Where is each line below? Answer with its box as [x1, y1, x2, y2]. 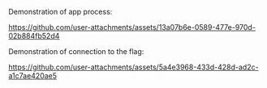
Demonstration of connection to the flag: [8, 47, 144, 56]
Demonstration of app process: [8, 7, 113, 16]
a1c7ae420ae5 [8, 71, 58, 80]
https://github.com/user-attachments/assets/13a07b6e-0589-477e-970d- [8, 23, 256, 31]
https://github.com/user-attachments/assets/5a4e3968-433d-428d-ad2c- [8, 62, 259, 72]
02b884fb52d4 [8, 31, 60, 40]
